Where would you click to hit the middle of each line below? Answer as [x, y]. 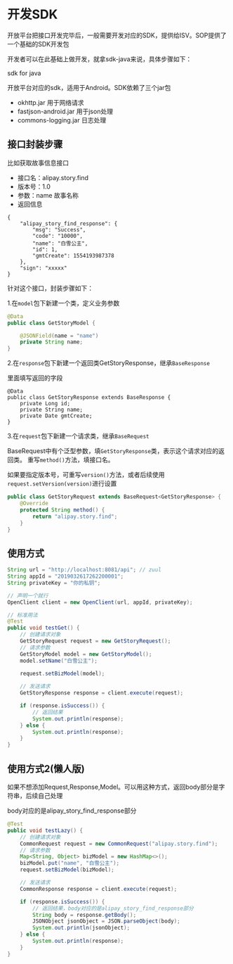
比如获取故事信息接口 [38, 163]
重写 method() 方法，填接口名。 [71, 460]
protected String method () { [62, 510]
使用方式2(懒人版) [46, 769]
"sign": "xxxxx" [44, 268]
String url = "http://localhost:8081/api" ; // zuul [84, 570]
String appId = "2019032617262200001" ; [66, 577]
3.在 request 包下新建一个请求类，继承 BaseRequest [78, 436]
